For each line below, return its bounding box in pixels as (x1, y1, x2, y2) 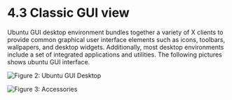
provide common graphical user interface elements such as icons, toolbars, (7, 35, 226, 43)
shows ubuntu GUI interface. (7, 57, 90, 66)
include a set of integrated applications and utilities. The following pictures (7, 50, 222, 59)
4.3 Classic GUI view (7, 5, 130, 21)
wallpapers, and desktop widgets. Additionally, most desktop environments (7, 43, 224, 51)
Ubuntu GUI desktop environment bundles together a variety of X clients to (7, 28, 224, 36)
